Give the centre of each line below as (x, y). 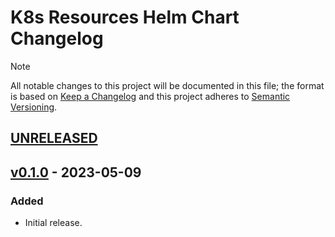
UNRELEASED (54, 138)
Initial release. (53, 223)
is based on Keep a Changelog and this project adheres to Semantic (150, 96)
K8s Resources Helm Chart (125, 17)
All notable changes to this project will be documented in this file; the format (167, 85)
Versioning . (34, 107)
